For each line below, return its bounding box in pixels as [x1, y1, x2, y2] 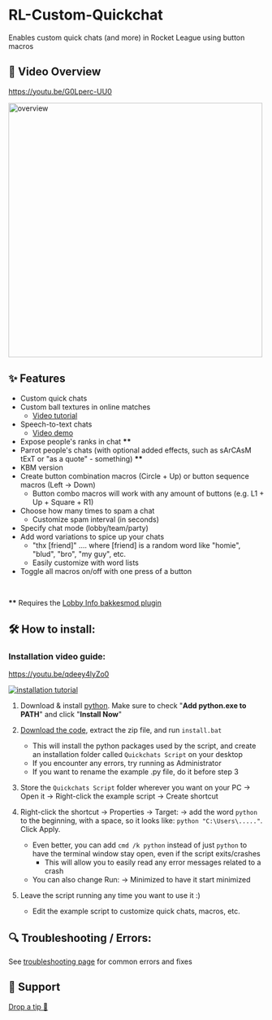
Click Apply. [19, 825, 61, 834]
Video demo [32, 427, 74, 437]
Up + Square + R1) [32, 497, 94, 506]
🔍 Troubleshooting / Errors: [8, 930, 152, 945]
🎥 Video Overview [8, 65, 101, 79]
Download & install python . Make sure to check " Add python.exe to [19, 701, 247, 711]
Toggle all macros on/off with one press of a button [19, 566, 192, 576]
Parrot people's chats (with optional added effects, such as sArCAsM [19, 445, 252, 455]
